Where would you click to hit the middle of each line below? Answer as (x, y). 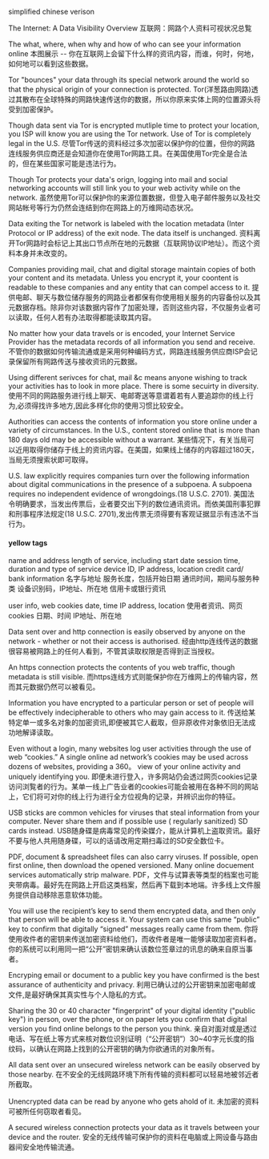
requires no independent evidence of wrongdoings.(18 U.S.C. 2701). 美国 (128, 494)
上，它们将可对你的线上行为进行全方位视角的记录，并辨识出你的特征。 (124, 796)
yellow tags (28, 543)
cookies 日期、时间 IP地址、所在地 (65, 616)
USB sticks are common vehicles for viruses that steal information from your (134, 813)
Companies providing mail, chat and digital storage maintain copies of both (132, 269)
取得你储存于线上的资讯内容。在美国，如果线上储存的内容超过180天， (144, 450)
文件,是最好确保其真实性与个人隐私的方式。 (80, 995)
